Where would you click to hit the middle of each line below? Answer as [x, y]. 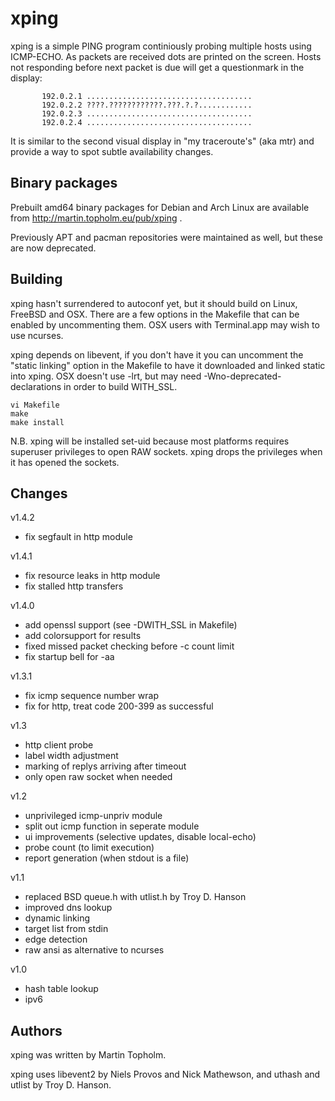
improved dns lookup [68, 908]
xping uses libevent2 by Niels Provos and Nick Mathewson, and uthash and [165, 1074]
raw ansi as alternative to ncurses [94, 950]
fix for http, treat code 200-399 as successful [119, 706]
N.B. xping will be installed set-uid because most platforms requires [150, 441]
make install [37, 422]
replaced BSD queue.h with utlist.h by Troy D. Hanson [135, 897]
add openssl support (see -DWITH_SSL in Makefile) [131, 625]
